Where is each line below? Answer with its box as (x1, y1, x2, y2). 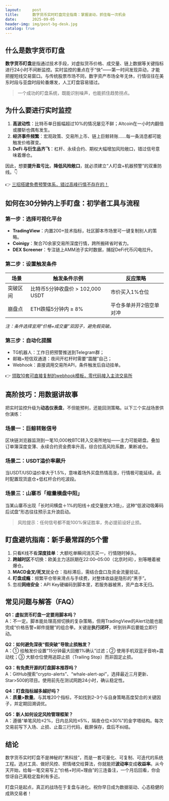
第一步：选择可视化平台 (5, 215, 62, 222)
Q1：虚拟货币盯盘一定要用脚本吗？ (5, 612, 77, 618)
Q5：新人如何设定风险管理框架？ (5, 711, 73, 717)
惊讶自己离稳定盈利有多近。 (5, 773, 63, 779)
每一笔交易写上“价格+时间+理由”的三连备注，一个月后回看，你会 (27, 767, 160, 773)
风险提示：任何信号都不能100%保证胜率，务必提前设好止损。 (17, 519, 144, 525)
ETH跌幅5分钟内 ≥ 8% (30, 305, 83, 313)
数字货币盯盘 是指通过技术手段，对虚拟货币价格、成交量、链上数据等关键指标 (5, 60, 164, 66)
